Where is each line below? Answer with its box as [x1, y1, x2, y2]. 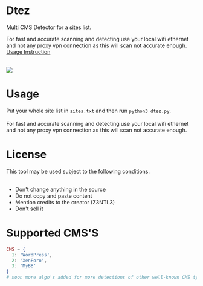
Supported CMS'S [6, 226, 99, 239]
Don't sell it [14, 205, 43, 212]
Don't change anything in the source [14, 186, 106, 193]
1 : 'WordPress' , [11, 252, 53, 258]
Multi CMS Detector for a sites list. [6, 24, 92, 31]
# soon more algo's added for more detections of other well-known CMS [6, 275, 190, 281]
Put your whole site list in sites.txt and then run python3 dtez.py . [6, 107, 171, 114]
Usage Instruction [6, 48, 51, 55]
